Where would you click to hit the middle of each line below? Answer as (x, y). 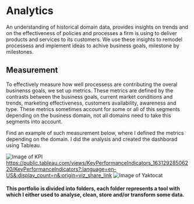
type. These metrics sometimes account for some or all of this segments (93, 109)
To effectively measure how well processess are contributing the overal (92, 84)
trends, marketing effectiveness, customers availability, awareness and (91, 103)
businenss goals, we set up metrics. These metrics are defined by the (90, 90)
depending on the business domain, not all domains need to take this (89, 115)
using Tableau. (24, 145)
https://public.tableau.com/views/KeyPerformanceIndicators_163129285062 (97, 162)
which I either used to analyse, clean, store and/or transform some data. (95, 195)
